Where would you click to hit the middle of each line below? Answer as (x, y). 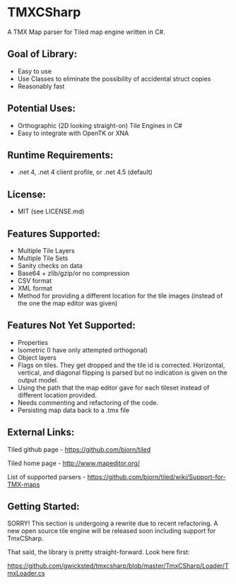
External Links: (41, 432)
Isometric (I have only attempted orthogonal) (83, 350)
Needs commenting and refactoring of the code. (88, 402)
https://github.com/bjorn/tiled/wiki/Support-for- (157, 477)
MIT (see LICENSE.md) (51, 211)
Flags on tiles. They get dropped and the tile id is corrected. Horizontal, (121, 365)
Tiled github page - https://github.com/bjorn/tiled (79, 449)
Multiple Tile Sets (43, 258)
